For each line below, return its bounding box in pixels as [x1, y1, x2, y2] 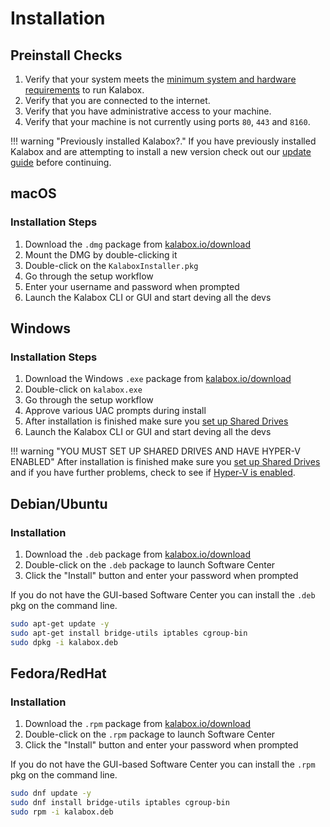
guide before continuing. [10, 157, 112, 168]
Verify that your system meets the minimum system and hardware [24, 73, 297, 85]
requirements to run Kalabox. [24, 84, 145, 96]
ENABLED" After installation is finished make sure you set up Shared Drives [10, 456, 321, 468]
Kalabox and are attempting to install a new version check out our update [10, 146, 312, 157]
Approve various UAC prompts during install [24, 405, 207, 417]
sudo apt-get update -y [10, 619, 110, 629]
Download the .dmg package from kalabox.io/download [24, 238, 251, 250]
